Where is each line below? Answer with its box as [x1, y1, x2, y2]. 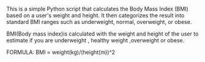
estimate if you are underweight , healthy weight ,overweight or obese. [6, 37, 185, 44]
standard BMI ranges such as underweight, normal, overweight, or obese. [6, 18, 192, 25]
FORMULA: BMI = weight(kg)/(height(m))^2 [6, 48, 115, 56]
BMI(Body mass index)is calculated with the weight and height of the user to [6, 30, 199, 37]
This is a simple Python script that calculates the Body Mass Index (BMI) [6, 6, 188, 12]
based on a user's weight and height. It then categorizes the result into [6, 12, 185, 19]
